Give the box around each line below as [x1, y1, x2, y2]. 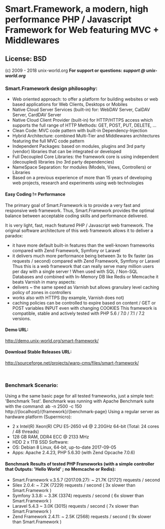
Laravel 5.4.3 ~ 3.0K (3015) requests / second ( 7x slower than [12, 503, 139, 509]
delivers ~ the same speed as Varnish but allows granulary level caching [12, 284, 159, 290]
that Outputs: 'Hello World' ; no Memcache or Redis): [5, 466, 116, 472]
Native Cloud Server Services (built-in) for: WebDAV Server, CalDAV [12, 107, 150, 113]
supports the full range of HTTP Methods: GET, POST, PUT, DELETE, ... [12, 122, 157, 129]
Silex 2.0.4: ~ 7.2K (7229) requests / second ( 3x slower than [12, 482, 135, 488]
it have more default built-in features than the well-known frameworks [12, 242, 155, 248]
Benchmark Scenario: [5, 382, 58, 389]
